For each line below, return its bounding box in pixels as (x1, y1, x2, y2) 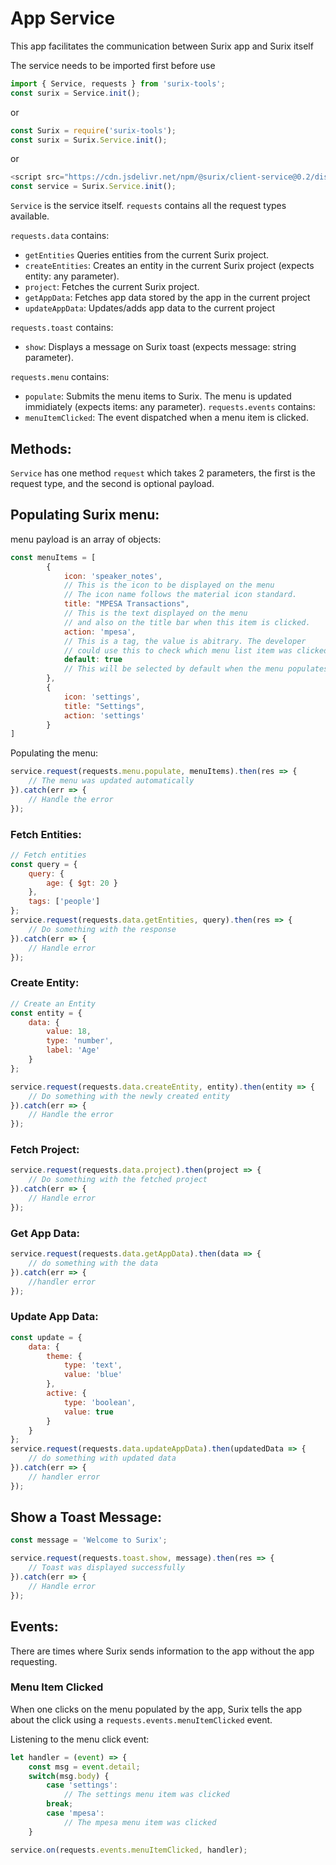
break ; (46, 1799, 74, 1809)
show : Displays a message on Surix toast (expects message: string (24, 341, 297, 353)
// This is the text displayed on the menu (63, 608, 248, 619)
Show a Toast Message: (10, 1509, 163, 1526)
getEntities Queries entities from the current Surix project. (24, 249, 270, 261)
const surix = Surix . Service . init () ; (10, 135, 168, 145)
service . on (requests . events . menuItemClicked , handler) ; (10, 1845, 248, 1855)
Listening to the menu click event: (10, 1733, 150, 1745)
